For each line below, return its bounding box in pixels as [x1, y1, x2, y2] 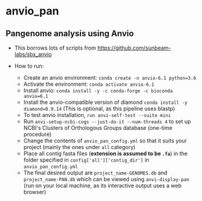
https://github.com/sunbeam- [97, 44, 171, 51]
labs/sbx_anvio [14, 51, 52, 58]
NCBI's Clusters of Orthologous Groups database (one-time [23, 124, 173, 131]
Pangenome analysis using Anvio [5, 28, 134, 39]
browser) [23, 188, 47, 196]
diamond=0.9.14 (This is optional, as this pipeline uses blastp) [23, 105, 175, 112]
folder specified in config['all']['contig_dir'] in [23, 156, 149, 164]
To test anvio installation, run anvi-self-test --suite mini [23, 112, 171, 118]
